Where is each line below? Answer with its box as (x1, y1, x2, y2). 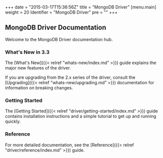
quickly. (5, 118, 21, 124)
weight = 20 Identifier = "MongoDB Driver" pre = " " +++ (5, 9, 118, 15)
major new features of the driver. (5, 65, 71, 71)
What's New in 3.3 (5, 48, 50, 55)
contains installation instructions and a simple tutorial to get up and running (5, 113, 157, 119)
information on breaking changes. (5, 85, 73, 91)
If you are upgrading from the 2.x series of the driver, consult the (5, 74, 136, 80)
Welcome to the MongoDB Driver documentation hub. (5, 36, 113, 42)
